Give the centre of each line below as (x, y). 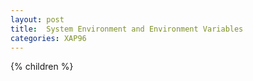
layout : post (37, 19)
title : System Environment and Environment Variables (127, 29)
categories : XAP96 (48, 38)
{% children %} (42, 67)
